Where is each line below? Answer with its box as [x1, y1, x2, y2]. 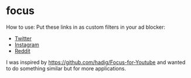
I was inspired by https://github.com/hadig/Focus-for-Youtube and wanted [6, 59, 186, 66]
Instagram [14, 41, 39, 48]
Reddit [14, 47, 30, 54]
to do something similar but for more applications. [6, 65, 127, 72]
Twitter [14, 35, 32, 42]
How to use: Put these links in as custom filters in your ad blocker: [6, 23, 166, 30]
